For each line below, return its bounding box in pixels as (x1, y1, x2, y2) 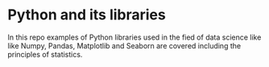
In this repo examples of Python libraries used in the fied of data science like (7, 32, 262, 42)
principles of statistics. (7, 49, 83, 59)
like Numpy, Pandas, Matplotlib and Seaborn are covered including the (7, 40, 242, 50)
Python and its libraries (7, 6, 166, 24)
